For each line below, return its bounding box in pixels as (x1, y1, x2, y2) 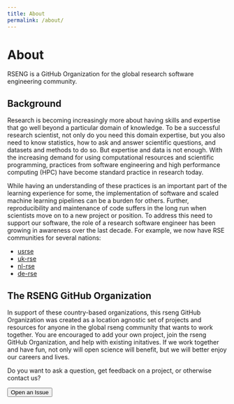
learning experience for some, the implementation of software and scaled (7, 189, 219, 198)
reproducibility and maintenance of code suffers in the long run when (7, 204, 207, 212)
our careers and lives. (7, 353, 70, 361)
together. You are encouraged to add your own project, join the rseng (7, 331, 207, 339)
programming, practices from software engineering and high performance (7, 161, 221, 169)
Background (7, 97, 61, 109)
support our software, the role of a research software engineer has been (7, 219, 216, 227)
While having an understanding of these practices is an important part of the (7, 182, 227, 190)
